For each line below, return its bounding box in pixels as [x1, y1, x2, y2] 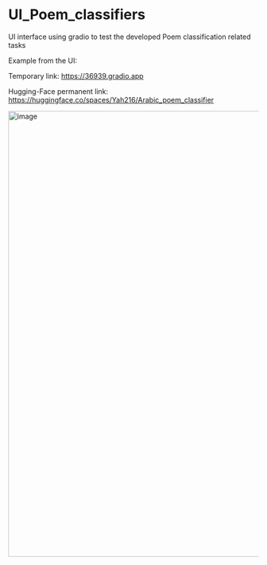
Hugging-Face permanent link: [8, 86, 109, 96]
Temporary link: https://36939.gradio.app [8, 71, 145, 80]
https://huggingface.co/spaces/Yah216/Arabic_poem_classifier [8, 95, 215, 104]
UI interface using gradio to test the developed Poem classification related [8, 32, 251, 41]
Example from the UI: [8, 56, 78, 65]
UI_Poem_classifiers [8, 6, 145, 24]
